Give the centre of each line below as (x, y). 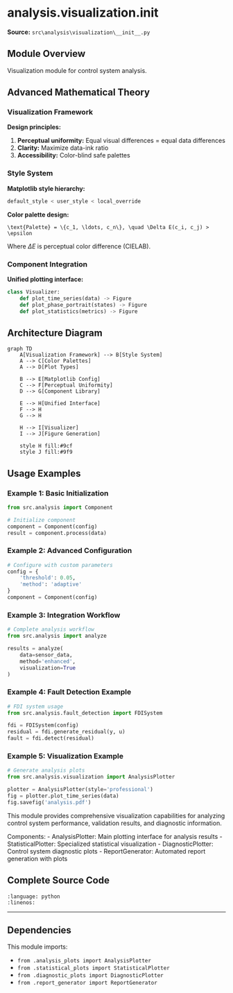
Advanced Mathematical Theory (79, 93)
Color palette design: (38, 214)
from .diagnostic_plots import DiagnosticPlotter (90, 976)
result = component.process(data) (57, 533)
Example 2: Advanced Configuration (70, 551)
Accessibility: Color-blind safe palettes (74, 155)
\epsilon (20, 233)
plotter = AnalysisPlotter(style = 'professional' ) (80, 790)
